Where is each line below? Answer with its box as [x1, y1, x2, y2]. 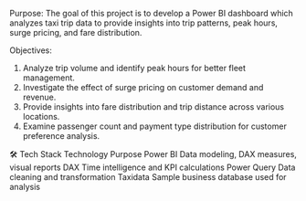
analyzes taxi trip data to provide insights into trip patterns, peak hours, [9, 17, 279, 28]
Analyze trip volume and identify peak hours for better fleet [22, 63, 247, 73]
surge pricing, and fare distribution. [9, 27, 142, 37]
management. [22, 72, 76, 83]
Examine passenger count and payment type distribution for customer [22, 121, 288, 132]
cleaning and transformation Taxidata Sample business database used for [9, 172, 287, 182]
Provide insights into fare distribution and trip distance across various [22, 101, 285, 112]
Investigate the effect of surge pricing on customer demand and [22, 82, 264, 92]
